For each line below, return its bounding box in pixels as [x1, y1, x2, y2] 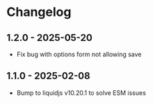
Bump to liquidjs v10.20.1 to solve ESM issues [16, 88, 147, 97]
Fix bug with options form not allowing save [16, 50, 142, 58]
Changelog [6, 4, 72, 20]
